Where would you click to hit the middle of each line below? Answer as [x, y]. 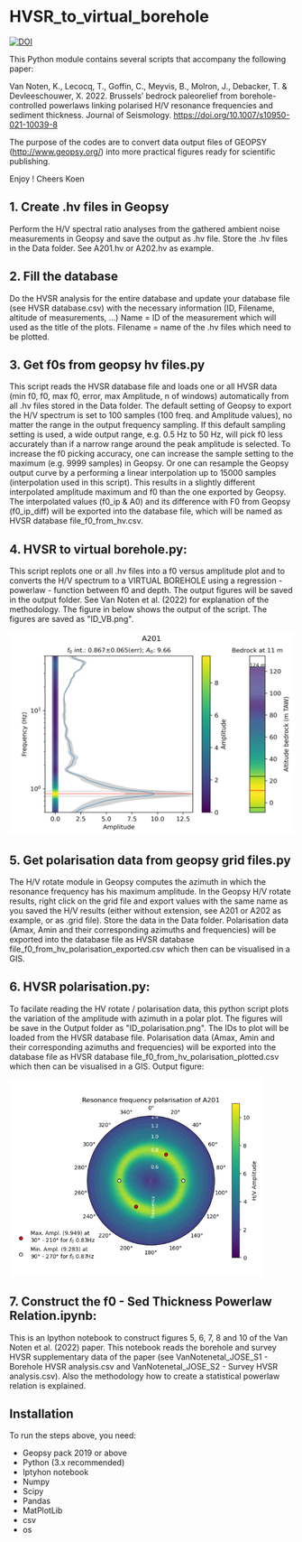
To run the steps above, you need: [73, 1435]
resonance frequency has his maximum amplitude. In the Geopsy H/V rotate [150, 892]
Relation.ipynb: [53, 1316]
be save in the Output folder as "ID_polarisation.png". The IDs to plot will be [149, 1027]
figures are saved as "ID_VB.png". [72, 619]
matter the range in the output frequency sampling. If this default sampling [147, 425]
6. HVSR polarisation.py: [80, 987]
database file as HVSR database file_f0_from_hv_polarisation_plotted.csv [144, 1056]
